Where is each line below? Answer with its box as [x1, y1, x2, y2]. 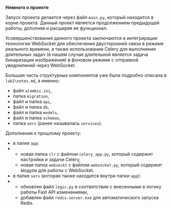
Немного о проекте [5, 5, 49, 10]
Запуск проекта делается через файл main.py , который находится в [5, 14, 154, 20]
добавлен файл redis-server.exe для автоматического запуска [20, 195, 159, 200]
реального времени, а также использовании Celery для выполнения [5, 46, 156, 52]
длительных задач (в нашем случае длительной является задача [5, 51, 148, 57]
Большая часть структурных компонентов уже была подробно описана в [5, 72, 167, 78]
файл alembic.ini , [12, 88, 52, 94]
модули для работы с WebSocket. [20, 167, 94, 173]
